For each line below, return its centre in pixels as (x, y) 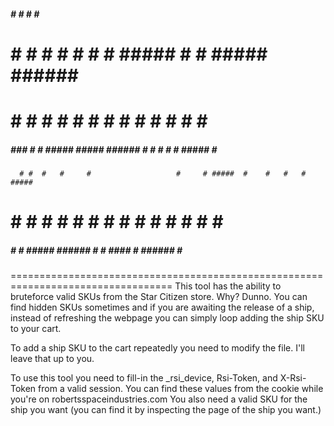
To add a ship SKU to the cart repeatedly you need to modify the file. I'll (157, 348)
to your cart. (36, 329)
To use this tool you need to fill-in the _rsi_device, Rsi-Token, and (144, 378)
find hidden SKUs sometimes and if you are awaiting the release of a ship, (162, 307)
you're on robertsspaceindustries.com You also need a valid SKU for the (159, 399)
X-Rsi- (293, 378)
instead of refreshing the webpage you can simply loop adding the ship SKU (167, 318)
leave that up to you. (52, 359)
